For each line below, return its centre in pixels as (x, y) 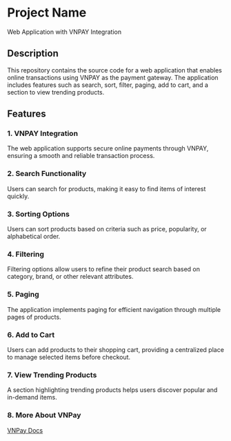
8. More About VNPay (44, 415)
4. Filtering (26, 254)
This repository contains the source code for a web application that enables (114, 70)
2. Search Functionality (47, 174)
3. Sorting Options (39, 214)
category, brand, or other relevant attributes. (70, 277)
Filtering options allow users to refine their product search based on (103, 269)
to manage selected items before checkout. (69, 357)
